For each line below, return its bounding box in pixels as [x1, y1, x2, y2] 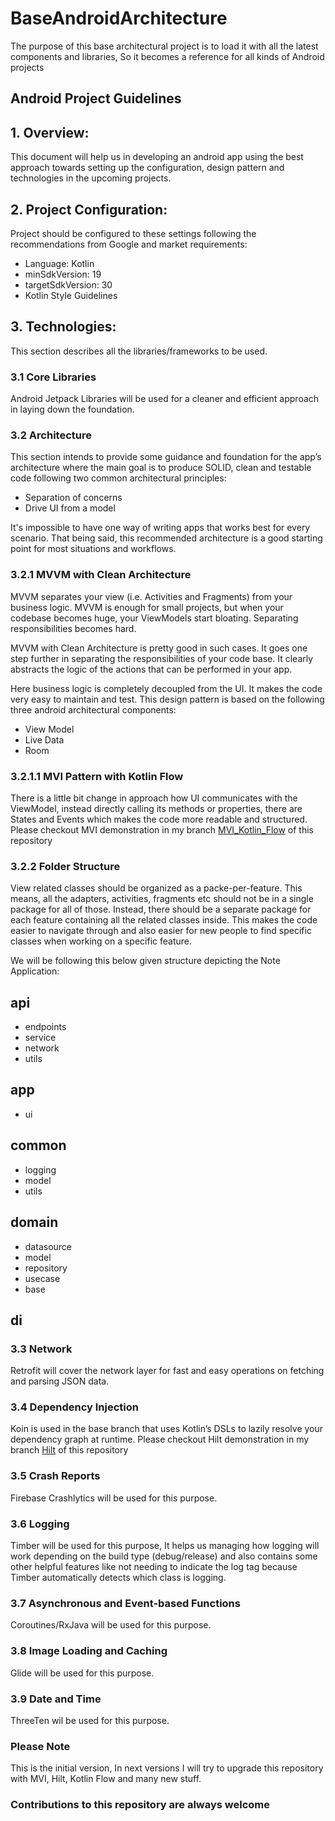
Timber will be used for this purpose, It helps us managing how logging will [10, 1540, 320, 1552]
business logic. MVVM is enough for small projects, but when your [10, 601, 284, 613]
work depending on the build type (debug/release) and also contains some [10, 1550, 318, 1562]
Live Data [24, 733, 65, 746]
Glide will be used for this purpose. [10, 1667, 155, 1679]
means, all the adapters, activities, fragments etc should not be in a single [10, 893, 314, 905]
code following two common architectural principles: [10, 472, 227, 484]
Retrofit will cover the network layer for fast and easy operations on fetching [10, 1365, 325, 1377]
